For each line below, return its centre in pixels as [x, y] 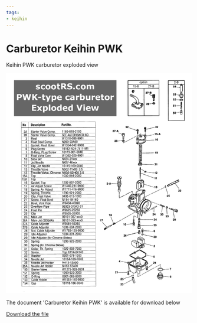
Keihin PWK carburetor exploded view [52, 65]
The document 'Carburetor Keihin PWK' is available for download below [93, 303]
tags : [13, 12]
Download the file [27, 314]
